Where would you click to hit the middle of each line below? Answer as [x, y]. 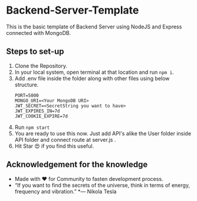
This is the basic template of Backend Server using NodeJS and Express [94, 27]
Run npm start [32, 127]
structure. [27, 85]
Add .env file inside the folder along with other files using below [92, 78]
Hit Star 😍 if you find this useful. [54, 146]
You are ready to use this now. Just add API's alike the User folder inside [103, 133]
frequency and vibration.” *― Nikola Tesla [65, 191]
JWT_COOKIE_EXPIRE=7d [41, 116]
